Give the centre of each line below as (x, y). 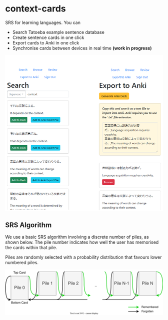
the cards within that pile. (31, 248)
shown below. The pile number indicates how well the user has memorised (82, 242)
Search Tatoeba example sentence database (58, 32)
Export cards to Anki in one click (46, 42)
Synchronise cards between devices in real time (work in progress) (82, 48)
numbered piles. (22, 263)
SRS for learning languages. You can (43, 22)
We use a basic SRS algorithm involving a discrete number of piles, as (77, 237)
